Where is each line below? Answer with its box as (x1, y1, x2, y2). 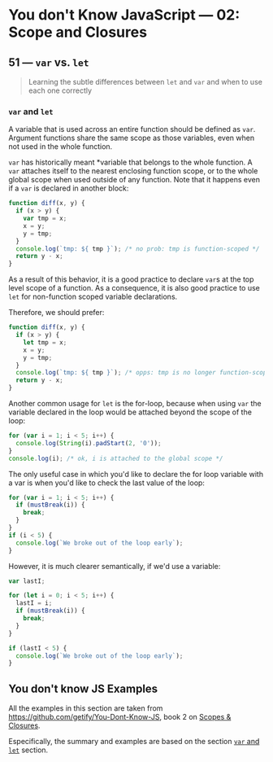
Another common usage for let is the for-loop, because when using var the (8, 399, 262, 409)
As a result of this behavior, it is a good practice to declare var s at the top (8, 274, 254, 284)
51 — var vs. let (8, 55, 89, 69)
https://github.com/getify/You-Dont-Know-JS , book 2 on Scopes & (8, 712, 232, 722)
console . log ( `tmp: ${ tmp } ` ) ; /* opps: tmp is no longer (15, 369, 217, 377)
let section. (8, 745, 49, 755)
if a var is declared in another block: (8, 183, 129, 193)
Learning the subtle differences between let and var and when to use (28, 77, 262, 86)
